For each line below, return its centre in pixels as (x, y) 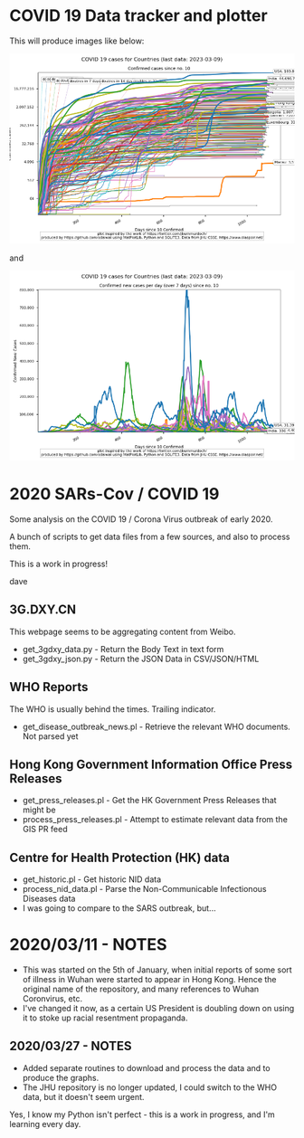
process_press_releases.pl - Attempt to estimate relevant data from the (155, 820)
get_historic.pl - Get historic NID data (92, 879)
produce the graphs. (61, 1077)
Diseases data (49, 899)
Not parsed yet (50, 736)
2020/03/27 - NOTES (71, 1046)
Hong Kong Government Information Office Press (151, 764)
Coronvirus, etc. (52, 999)
